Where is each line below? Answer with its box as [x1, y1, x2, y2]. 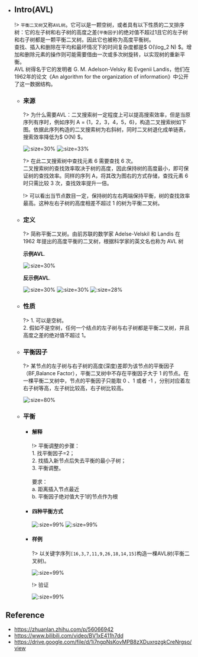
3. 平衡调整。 [31, 465, 64, 472]
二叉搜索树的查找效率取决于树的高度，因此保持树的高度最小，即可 [22, 165, 184, 172]
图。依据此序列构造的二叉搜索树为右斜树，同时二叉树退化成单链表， [22, 126, 189, 133]
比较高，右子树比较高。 [69, 385, 127, 391]
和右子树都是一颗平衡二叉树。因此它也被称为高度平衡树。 [14, 36, 154, 43]
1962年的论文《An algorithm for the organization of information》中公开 [14, 73, 189, 80]
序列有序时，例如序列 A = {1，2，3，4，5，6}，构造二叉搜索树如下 [22, 118, 187, 126]
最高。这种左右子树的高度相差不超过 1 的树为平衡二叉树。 [22, 199, 163, 207]
